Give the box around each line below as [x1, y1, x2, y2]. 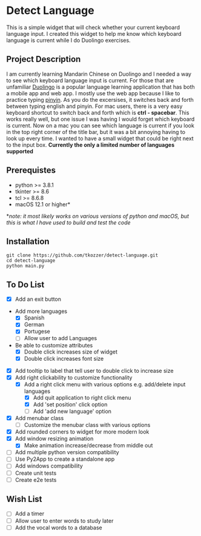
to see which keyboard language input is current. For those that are [6, 76, 174, 84]
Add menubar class [15, 415, 64, 421]
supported [6, 147, 33, 155]
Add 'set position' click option [33, 401, 108, 408]
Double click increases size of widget [24, 348, 118, 355]
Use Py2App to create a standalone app [15, 455, 115, 463]
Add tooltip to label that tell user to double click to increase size [15, 367, 174, 374]
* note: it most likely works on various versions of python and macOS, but [6, 212, 189, 219]
